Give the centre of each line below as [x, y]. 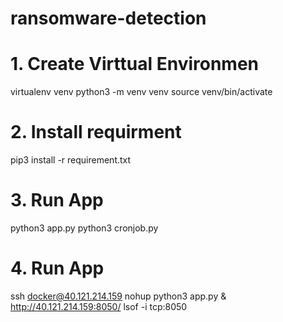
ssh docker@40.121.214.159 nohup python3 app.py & [118, 296]
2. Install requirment [96, 132]
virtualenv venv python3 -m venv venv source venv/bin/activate [141, 92]
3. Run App [57, 200]
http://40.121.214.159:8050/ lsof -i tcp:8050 [99, 306]
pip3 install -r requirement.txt [71, 160]
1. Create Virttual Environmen [135, 64]
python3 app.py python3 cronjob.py [84, 228]
